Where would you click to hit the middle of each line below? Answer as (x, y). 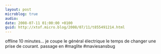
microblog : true (21, 14)
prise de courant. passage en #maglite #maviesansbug (60, 46)
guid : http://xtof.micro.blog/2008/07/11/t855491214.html (65, 27)
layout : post (18, 9)
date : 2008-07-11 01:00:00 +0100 (39, 23)
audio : (12, 18)
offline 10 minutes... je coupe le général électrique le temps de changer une (81, 41)
